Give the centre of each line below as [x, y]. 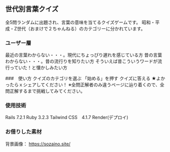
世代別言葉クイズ [32, 9]
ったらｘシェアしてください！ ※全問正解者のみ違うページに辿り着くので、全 [85, 85]
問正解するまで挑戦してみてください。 [45, 91]
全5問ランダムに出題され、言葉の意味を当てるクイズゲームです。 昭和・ [80, 22]
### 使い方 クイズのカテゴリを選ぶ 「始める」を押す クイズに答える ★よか [85, 79]
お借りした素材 [24, 132]
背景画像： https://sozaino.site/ [38, 144]
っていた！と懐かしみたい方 [38, 68]
